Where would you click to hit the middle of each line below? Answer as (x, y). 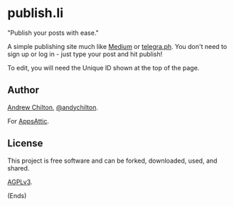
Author (23, 90)
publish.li (36, 13)
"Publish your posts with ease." (53, 33)
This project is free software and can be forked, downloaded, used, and (112, 161)
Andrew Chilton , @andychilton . (53, 107)
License (25, 143)
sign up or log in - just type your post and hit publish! (85, 54)
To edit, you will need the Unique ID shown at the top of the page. (103, 67)
